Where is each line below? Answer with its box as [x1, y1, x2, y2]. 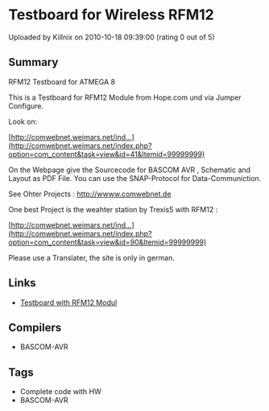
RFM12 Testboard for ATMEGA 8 [8, 76, 116, 86]
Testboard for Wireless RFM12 [8, 6, 215, 24]
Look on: [8, 117, 38, 126]
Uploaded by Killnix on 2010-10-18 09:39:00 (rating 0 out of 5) [8, 32, 215, 42]
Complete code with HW [19, 387, 102, 397]
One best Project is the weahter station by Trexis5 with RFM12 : [8, 204, 218, 214]
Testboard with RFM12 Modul [19, 298, 118, 307]
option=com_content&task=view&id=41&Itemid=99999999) [8, 149, 205, 158]
